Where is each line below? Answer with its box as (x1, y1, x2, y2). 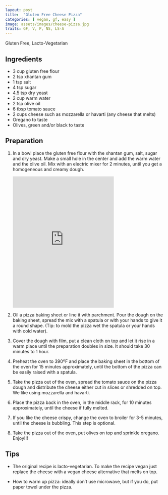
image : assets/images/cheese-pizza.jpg (5, 21, 89, 27)
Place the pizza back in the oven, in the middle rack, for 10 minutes (12, 399, 152, 405)
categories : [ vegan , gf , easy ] (5, 17, 76, 22)
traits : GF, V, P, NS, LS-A (5, 26, 65, 31)
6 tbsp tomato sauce (12, 106, 55, 112)
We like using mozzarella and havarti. (12, 389, 90, 395)
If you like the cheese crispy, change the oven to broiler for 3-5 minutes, (12, 415, 163, 421)
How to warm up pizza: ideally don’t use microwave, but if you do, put (12, 478, 158, 484)
